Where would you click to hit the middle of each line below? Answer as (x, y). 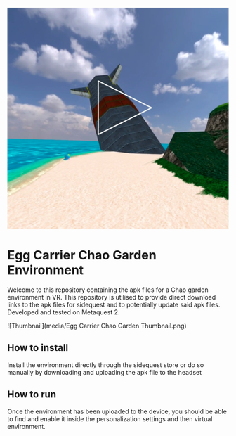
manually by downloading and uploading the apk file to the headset (105, 372)
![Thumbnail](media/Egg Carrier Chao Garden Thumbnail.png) (97, 326)
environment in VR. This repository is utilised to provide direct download (112, 297)
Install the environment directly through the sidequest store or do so (106, 365)
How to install (38, 348)
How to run (32, 395)
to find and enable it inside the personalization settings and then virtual (110, 418)
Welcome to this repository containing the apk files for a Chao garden (108, 290)
